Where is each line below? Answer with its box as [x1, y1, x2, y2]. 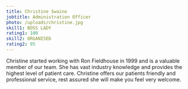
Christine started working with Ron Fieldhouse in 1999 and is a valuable [6, 57, 180, 64]
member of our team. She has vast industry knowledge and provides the [6, 63, 183, 70]
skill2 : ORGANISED [6, 36, 51, 42]
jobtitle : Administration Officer [6, 14, 92, 20]
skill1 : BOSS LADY [6, 25, 51, 31]
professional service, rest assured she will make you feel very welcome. [6, 76, 181, 83]
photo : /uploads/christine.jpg [6, 19, 83, 25]
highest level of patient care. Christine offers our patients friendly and [6, 70, 176, 77]
